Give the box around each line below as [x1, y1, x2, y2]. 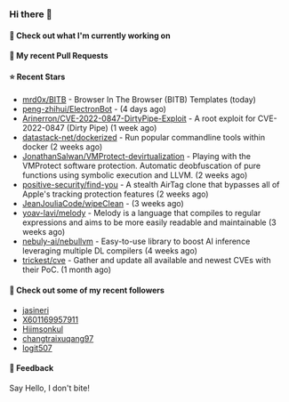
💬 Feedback [9, 363, 54, 374]
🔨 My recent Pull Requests [9, 51, 108, 61]
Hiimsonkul [21, 324, 64, 334]
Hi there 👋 [9, 8, 53, 20]
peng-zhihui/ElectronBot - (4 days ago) [21, 104, 167, 115]
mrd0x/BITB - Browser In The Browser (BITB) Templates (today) [21, 94, 256, 105]
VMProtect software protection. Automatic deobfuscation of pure [21, 160, 261, 172]
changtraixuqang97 [21, 333, 94, 343]
